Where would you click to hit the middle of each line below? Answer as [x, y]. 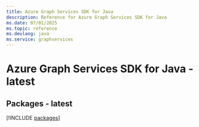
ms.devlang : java [28, 34]
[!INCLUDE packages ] [33, 118]
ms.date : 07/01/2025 [32, 23]
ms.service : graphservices [40, 39]
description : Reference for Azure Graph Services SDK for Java [87, 17]
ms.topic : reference [32, 28]
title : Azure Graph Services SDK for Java [60, 12]
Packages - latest [39, 103]
